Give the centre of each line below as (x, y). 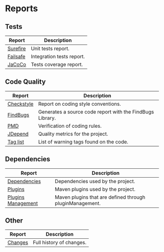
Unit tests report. (50, 48)
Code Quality (25, 82)
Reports (21, 9)
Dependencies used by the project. (95, 181)
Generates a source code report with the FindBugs (96, 112)
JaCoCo (17, 64)
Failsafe (16, 57)
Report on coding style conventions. (80, 104)
